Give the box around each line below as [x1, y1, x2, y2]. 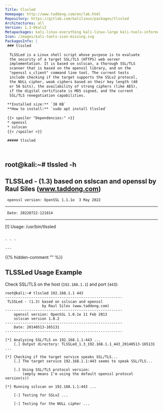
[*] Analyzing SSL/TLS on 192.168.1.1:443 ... [5, 337, 101, 342]
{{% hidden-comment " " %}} [5, 255, 63, 260]
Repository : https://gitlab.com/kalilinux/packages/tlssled [5, 16, 130, 21]
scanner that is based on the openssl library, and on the [9, 66, 131, 71]
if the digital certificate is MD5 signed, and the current [9, 88, 133, 93]
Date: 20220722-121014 [7, 211, 53, 216]
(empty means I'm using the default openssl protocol [22, 371, 133, 377]
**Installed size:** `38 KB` [7, 102, 66, 107]
